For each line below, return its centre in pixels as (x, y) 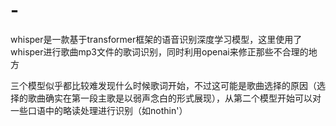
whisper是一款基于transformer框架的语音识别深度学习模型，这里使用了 (156, 39)
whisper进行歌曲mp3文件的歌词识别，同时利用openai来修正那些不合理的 (159, 51)
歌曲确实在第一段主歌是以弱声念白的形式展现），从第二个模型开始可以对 (174, 98)
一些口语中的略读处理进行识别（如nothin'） (99, 110)
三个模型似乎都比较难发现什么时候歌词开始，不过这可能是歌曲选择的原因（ (163, 85)
